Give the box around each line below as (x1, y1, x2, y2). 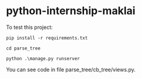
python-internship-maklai (6, 4, 136, 18)
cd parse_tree (6, 45, 41, 51)
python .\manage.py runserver (6, 55, 80, 61)
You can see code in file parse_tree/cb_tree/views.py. (6, 66, 136, 73)
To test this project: (6, 24, 53, 31)
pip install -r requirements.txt (6, 35, 88, 41)
